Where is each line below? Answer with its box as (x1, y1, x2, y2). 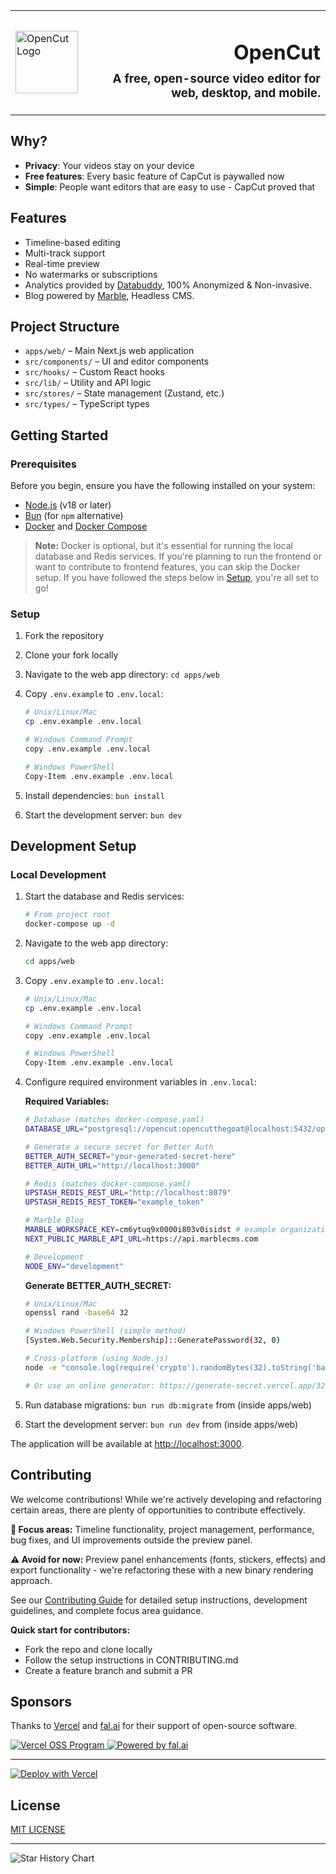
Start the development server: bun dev (24, 809, 183, 821)
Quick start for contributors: (10, 1624, 131, 1636)
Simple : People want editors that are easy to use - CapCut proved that (24, 180, 316, 193)
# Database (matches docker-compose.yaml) (24, 1115, 205, 1125)
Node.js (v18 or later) (24, 499, 112, 511)
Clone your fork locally (24, 649, 119, 661)
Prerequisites (10, 457, 77, 471)
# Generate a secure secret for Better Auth (24, 1142, 214, 1152)
